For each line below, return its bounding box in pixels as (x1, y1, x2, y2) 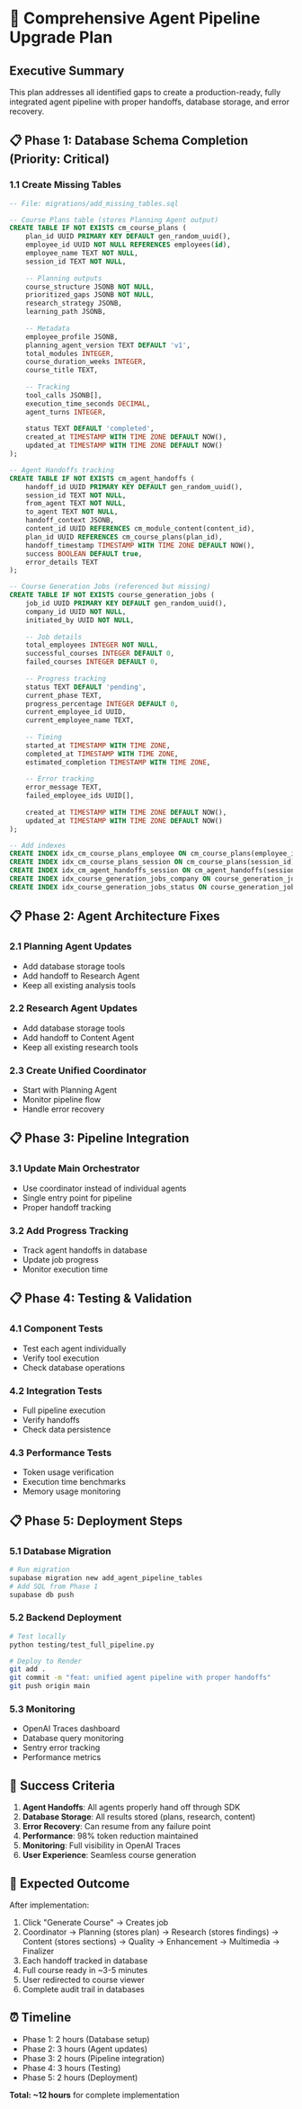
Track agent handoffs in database (22, 1245, 148, 1256)
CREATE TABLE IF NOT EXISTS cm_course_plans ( (9, 224, 187, 233)
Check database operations (22, 1362, 126, 1372)
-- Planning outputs (25, 273, 102, 282)
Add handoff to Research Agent (22, 970, 140, 981)
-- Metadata (25, 324, 70, 333)
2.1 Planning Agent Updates (9, 940, 132, 952)
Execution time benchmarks (22, 1477, 126, 1488)
